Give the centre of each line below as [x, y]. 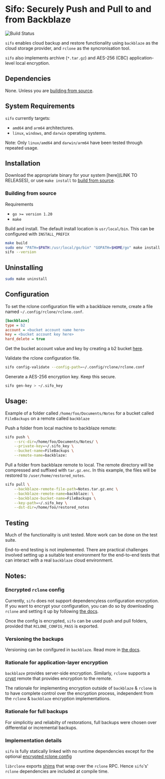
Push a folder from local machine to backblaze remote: [61, 428]
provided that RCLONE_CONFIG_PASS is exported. [52, 626]
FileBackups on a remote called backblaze [47, 418]
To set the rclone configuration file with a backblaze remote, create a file [79, 306]
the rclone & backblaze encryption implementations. [58, 699]
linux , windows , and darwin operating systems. [59, 133]
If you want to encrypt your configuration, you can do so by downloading [80, 606]
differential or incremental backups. [41, 727]
